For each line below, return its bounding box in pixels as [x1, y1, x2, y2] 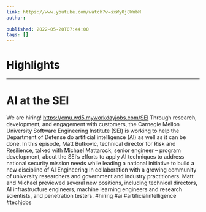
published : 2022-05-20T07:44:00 [6, 26, 89, 32]
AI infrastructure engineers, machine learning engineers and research [6, 186, 183, 193]
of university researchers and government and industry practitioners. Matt [6, 173, 194, 180]
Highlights [6, 58, 60, 72]
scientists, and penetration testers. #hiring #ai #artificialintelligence [6, 192, 177, 199]
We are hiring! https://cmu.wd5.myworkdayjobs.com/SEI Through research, [6, 114, 197, 121]
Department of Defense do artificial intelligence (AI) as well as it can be [6, 134, 186, 141]
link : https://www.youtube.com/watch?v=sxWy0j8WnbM [6, 9, 141, 15]
